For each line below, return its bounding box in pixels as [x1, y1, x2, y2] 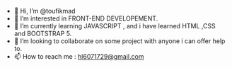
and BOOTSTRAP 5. [13, 29, 72, 38]
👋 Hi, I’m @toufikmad [13, 7, 76, 15]
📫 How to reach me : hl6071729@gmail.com [13, 52, 144, 60]
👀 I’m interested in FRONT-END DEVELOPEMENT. [13, 14, 158, 23]
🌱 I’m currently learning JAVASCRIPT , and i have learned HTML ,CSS [13, 22, 216, 30]
